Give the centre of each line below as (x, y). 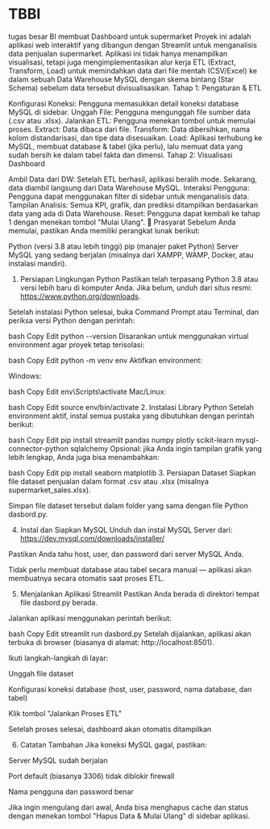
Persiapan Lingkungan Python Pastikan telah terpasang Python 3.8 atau (139, 278)
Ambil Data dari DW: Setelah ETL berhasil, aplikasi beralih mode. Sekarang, (133, 179)
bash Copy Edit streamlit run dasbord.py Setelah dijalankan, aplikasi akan (130, 634)
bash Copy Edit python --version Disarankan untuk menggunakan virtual (129, 336)
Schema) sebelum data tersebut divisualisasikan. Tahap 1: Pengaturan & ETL (135, 88)
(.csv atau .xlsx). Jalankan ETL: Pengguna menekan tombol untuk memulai (132, 120)
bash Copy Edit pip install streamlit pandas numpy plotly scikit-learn (121, 440)
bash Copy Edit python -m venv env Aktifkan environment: (106, 360)
